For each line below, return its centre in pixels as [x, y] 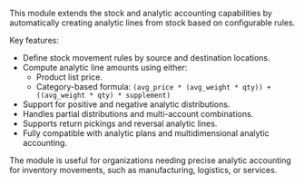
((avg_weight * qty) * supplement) [103, 95]
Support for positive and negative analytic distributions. [126, 104]
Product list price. [69, 77]
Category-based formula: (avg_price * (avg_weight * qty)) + [153, 87]
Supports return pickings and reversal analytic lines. [120, 123]
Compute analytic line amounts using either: [105, 68]
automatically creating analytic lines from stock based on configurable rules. [152, 23]
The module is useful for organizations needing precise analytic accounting [151, 160]
